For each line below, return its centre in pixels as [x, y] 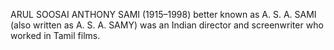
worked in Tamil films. [55, 35]
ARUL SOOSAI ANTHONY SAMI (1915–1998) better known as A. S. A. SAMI [163, 14]
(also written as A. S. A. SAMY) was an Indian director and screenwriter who [167, 25]
